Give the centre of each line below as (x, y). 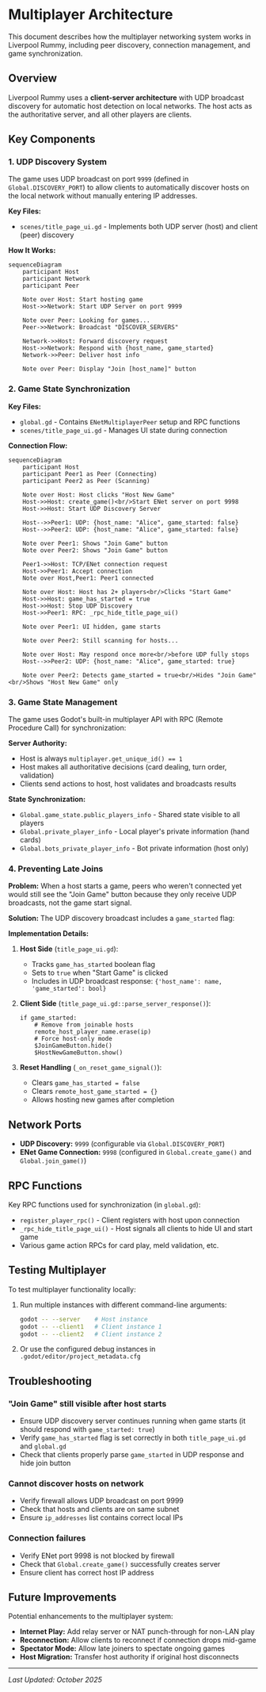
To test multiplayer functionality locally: (72, 1289)
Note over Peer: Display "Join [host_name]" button (109, 369)
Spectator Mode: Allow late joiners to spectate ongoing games (122, 1648)
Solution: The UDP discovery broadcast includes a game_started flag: (122, 919)
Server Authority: (38, 743)
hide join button (45, 1463)
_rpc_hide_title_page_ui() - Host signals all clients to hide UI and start (136, 1228)
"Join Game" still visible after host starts (87, 1403)
